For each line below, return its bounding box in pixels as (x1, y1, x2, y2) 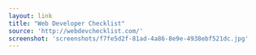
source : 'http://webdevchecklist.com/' (8, 27, 144, 35)
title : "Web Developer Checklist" (8, 19, 126, 27)
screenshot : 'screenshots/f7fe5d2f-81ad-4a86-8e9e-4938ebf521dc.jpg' (8, 34, 249, 43)
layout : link (8, 11, 53, 20)
